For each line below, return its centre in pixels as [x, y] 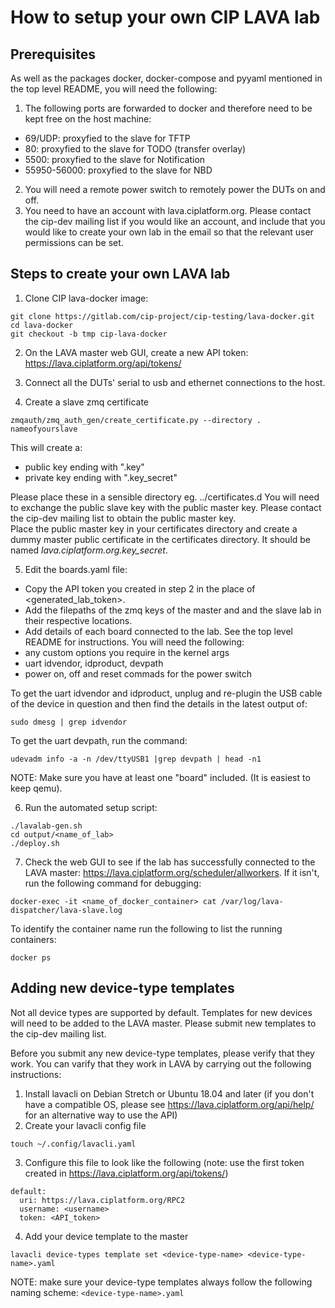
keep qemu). [36, 788]
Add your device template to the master [106, 1236]
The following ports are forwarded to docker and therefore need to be [168, 108]
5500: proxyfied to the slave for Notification [115, 159]
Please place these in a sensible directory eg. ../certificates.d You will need [165, 497]
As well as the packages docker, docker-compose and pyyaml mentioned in [166, 78]
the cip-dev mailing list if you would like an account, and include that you [175, 221]
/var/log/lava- [252, 901]
